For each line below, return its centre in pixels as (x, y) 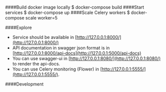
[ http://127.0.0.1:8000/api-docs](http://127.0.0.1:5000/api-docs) (77, 53)
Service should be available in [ (45, 37)
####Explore (19, 27)
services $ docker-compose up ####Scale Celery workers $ (68, 12)
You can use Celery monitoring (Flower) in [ (57, 69)
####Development (24, 84)
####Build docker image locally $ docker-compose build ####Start (75, 7)
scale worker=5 (42, 18)
